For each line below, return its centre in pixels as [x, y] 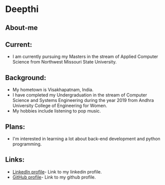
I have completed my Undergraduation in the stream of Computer [80, 95]
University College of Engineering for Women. [60, 105]
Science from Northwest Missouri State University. [64, 62]
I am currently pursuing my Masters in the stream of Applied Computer [85, 56]
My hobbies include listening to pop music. [56, 111]
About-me [21, 28]
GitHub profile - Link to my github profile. [54, 177]
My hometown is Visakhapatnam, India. [53, 90]
